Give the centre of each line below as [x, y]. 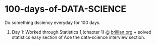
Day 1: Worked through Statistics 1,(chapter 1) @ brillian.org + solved [81, 32]
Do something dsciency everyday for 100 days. [52, 22]
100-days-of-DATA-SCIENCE [66, 9]
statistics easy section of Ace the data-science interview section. [78, 37]
